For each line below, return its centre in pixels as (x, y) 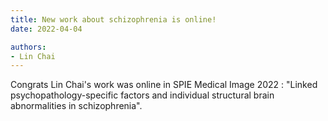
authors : (28, 47)
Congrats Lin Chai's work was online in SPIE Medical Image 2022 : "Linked (164, 85)
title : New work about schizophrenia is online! (113, 19)
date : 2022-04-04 (46, 29)
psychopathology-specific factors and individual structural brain (142, 95)
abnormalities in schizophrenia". (76, 106)
